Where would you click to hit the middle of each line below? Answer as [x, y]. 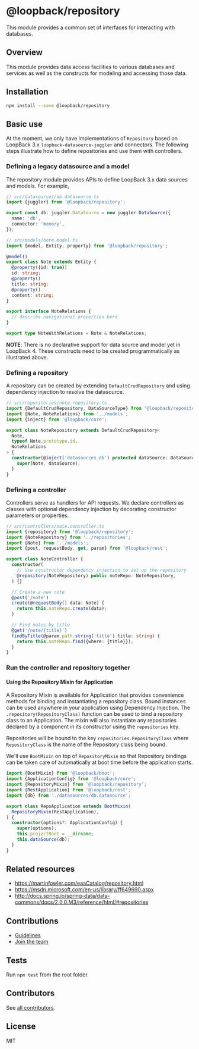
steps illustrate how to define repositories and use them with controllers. [94, 151]
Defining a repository [37, 372]
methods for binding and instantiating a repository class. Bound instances [96, 702]
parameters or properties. [38, 515]
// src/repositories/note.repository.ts [57, 403]
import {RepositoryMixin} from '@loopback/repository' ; [76, 785]
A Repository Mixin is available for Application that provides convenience [95, 695]
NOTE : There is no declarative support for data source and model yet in [93, 345]
